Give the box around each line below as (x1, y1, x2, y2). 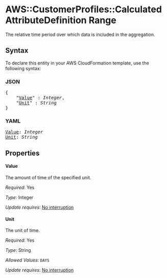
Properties (5, 148, 40, 157)
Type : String (5, 247, 31, 253)
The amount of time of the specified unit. (5, 174, 91, 180)
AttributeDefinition (5, 14, 87, 26)
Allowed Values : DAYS (5, 257, 50, 263)
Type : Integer (5, 194, 34, 200)
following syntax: (5, 65, 41, 71)
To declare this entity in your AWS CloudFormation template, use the (5, 60, 149, 66)
